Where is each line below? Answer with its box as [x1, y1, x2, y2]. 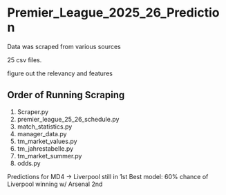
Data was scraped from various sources [7, 42, 121, 50]
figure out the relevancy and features [7, 69, 113, 77]
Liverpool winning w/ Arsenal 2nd [7, 180, 103, 188]
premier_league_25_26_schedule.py [17, 115, 120, 123]
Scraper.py [17, 107, 49, 115]
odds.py [17, 159, 41, 167]
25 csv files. [7, 55, 42, 64]
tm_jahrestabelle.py [17, 144, 74, 153]
